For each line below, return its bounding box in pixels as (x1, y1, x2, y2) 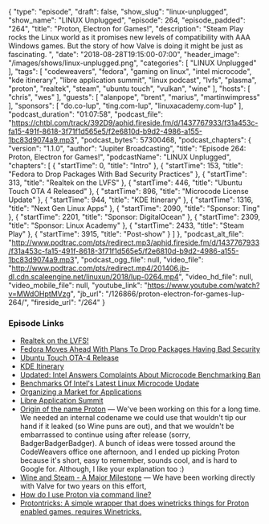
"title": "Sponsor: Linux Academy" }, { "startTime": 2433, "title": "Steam (8, 221, 245, 230)
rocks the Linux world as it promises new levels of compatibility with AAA (8, 32, 251, 42)
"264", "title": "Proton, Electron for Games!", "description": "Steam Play (8, 24, 244, 33)
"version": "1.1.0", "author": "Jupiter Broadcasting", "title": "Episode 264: (8, 144, 247, 153)
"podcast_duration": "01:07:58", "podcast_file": (8, 109, 163, 119)
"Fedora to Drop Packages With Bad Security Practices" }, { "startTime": (8, 169, 247, 179)
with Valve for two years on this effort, (19, 481, 147, 491)
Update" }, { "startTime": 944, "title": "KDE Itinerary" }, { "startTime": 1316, (8, 195, 254, 204)
